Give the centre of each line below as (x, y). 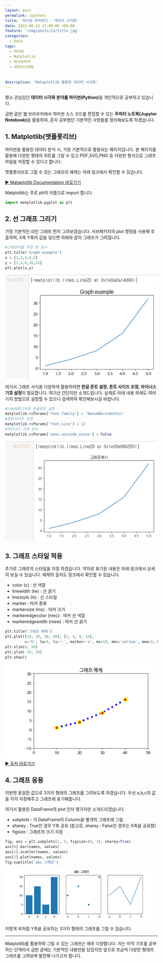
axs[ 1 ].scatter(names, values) (37, 852)
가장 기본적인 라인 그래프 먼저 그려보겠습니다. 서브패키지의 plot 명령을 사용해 (77, 231)
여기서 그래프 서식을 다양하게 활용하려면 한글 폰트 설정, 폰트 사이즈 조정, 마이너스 (81, 386)
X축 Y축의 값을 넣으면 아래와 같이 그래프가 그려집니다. (70, 238)
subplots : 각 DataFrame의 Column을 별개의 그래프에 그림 (68, 820)
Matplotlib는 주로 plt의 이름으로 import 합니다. (49, 193)
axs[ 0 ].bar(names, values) (32, 847)
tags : (10, 46)
